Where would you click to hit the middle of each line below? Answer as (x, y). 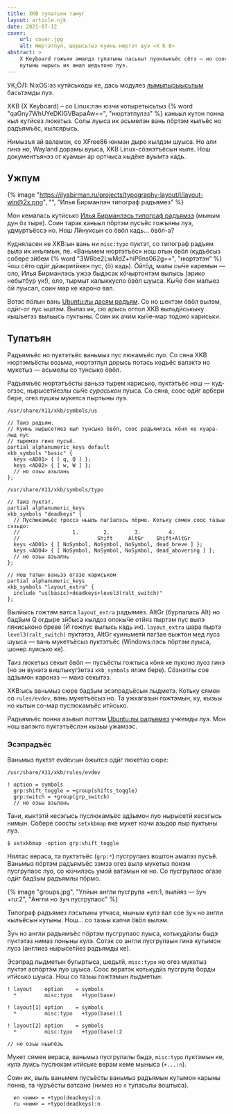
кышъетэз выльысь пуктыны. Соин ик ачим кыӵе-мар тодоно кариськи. (114, 316)
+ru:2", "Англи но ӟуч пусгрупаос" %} (63, 899)
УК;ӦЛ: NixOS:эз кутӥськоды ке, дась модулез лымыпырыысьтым (105, 85)
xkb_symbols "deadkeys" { (44, 514)
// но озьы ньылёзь (35, 1044)
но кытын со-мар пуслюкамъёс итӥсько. (68, 705)
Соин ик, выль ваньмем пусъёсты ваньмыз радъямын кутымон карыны (114, 1077)
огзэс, (16, 391)
